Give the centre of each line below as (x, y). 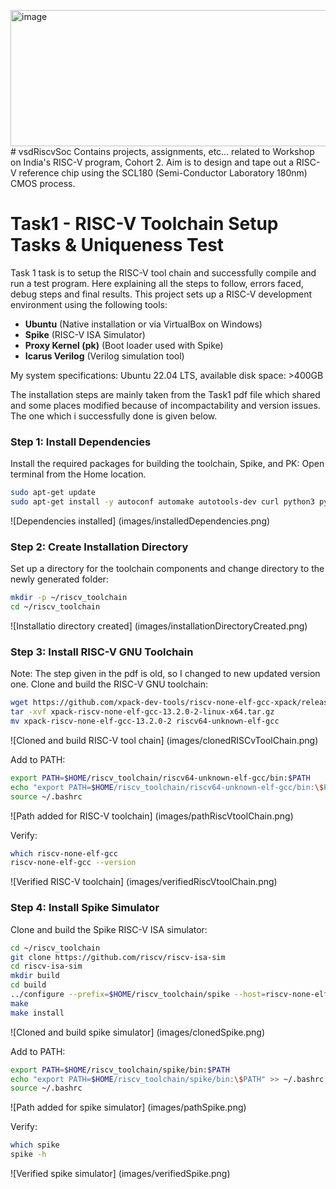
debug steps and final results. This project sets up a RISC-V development (161, 294)
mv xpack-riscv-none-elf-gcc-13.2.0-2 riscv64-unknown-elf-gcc (145, 721)
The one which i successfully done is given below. (114, 416)
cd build (28, 985)
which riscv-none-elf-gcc (64, 853)
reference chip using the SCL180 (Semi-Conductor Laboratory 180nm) (163, 173)
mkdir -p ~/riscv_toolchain (69, 598)
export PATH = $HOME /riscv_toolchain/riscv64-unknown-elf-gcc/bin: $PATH (160, 778)
